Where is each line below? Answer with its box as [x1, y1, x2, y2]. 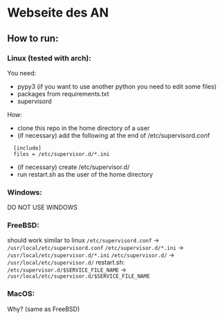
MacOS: [7, 289, 35, 299]
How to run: [7, 33, 59, 44]
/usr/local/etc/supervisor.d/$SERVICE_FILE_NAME [7, 273, 150, 280]
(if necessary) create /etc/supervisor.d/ [17, 163, 130, 171]
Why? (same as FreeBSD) [7, 305, 80, 313]
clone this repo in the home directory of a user [17, 123, 150, 132]
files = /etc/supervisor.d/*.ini [13, 150, 110, 157]
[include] [13, 144, 42, 152]
